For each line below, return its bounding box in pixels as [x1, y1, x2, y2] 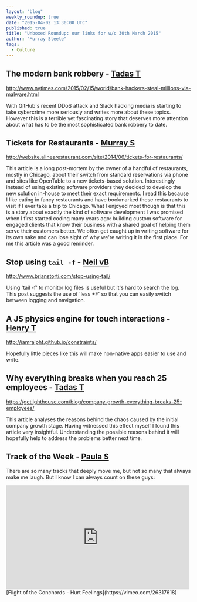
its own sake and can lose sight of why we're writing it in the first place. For [6, 234, 188, 241]
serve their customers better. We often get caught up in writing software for [6, 227, 189, 234]
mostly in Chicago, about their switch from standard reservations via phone [6, 171, 189, 178]
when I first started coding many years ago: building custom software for [6, 215, 182, 222]
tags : [6, 42, 19, 48]
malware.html [6, 91, 39, 98]
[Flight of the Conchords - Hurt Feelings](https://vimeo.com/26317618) [6, 588, 177, 596]
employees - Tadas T [6, 382, 84, 392]
